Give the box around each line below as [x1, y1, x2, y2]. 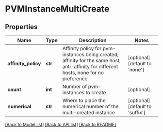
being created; [85, 51, 119, 58]
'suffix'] [128, 109, 146, 116]
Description [79, 37, 107, 44]
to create [85, 89, 106, 96]
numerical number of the [62, 103, 119, 110]
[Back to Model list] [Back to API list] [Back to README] [5, 122, 116, 127]
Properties [5, 23, 38, 31]
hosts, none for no [62, 69, 104, 76]
